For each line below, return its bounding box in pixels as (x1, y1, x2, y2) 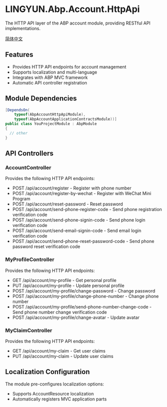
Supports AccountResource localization (12, 390, 94, 396)
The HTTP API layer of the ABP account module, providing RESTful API (5, 20, 151, 26)
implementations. (5, 25, 41, 31)
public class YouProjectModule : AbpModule (5, 121, 97, 126)
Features (5, 50, 33, 59)
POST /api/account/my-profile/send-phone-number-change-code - (12, 303, 152, 309)
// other (9, 130, 28, 135)
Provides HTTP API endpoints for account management (12, 63, 127, 69)
